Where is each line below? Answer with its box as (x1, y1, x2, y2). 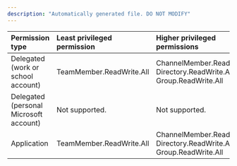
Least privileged (56, 32, 113, 42)
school (11, 71, 34, 81)
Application (11, 138, 49, 148)
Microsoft (11, 109, 43, 119)
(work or (11, 62, 39, 72)
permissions (156, 42, 199, 52)
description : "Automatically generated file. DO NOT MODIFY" (7, 10, 191, 18)
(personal (11, 100, 43, 110)
